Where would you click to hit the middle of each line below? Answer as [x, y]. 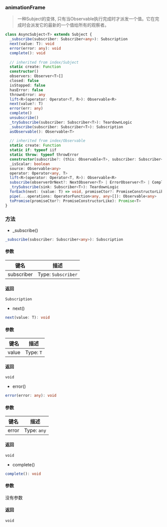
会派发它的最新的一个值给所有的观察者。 [68, 25]
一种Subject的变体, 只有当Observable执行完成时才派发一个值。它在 [86, 19]
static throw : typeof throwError [44, 155]
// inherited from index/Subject [44, 62]
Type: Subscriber [58, 274]
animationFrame [25, 7]
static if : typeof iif [33, 150]
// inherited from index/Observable [47, 141]
